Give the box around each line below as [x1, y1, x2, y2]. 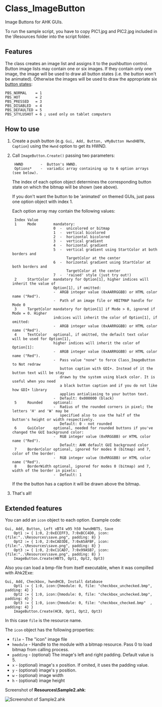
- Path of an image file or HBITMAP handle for [53, 298, 153, 303]
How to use [5, 125, 40, 134]
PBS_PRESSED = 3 [5, 99, 42, 104]
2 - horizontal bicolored [53, 234, 110, 239]
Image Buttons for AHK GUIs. [5, 19, 63, 25]
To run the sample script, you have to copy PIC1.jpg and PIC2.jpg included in [5, 28, 157, 34]
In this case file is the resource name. [5, 618, 82, 623]
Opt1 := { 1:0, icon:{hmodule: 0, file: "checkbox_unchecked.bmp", [14, 584, 152, 589]
